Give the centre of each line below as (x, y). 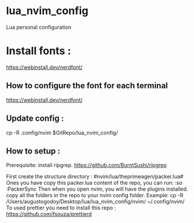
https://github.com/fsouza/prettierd (49, 214)
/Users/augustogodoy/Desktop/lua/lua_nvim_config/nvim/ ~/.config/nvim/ (96, 202)
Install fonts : (39, 51)
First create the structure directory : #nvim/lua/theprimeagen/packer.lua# (95, 177)
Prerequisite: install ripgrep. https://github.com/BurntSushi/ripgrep (86, 165)
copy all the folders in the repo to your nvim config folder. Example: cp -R (95, 195)
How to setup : (33, 151)
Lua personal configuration (39, 27)
